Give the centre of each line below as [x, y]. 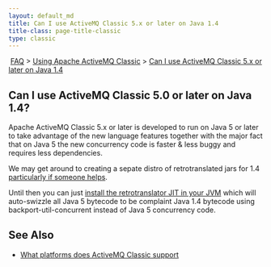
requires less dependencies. [55, 153]
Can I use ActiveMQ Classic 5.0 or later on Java [130, 95]
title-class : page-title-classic [65, 31]
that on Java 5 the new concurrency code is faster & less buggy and [122, 144]
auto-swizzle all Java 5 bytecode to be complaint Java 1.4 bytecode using [131, 202]
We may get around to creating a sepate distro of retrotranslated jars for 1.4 [134, 169]
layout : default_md [41, 16]
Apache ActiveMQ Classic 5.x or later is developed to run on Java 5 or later [133, 127]
